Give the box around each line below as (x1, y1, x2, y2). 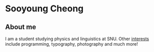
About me (5, 23, 36, 31)
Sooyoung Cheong (5, 3, 83, 14)
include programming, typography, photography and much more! (5, 41, 138, 47)
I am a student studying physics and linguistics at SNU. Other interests (5, 36, 149, 42)
